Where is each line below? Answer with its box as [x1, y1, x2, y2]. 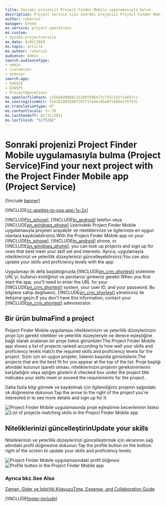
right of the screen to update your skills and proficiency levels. [5, 448, 132, 454]
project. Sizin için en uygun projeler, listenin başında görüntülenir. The [5, 354, 146, 359]
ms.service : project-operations [5, 26, 72, 31]
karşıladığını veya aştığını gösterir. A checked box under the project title [5, 369, 150, 375]
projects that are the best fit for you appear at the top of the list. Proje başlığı [5, 359, 161, 365]
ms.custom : [5, 30, 28, 35]
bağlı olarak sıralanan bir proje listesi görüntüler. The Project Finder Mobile [5, 338, 156, 344]
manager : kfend [5, 21, 37, 26]
